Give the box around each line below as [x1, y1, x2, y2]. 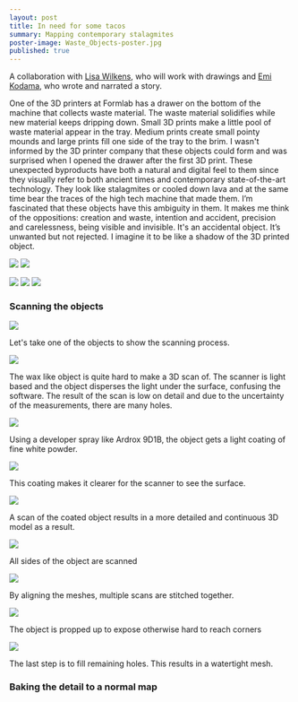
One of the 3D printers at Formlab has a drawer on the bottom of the [9, 98, 261, 108]
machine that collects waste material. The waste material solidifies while [9, 108, 276, 118]
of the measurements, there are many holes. [9, 400, 173, 411]
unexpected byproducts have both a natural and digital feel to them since [9, 165, 279, 176]
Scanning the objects [9, 300, 105, 313]
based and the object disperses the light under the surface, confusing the [9, 381, 281, 392]
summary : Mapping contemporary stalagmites [9, 30, 175, 39]
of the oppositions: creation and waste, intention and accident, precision [9, 212, 277, 223]
